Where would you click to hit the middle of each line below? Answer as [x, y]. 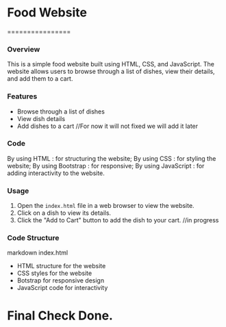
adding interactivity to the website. [56, 173]
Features [22, 96]
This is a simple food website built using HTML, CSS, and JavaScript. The [111, 64]
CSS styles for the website [54, 273]
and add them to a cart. [40, 79]
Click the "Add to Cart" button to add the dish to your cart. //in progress [118, 220]
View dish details [41, 118]
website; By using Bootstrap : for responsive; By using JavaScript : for [106, 166]
